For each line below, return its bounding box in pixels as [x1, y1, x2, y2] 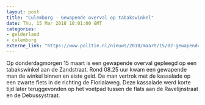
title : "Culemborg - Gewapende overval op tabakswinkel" [6, 15, 154, 21]
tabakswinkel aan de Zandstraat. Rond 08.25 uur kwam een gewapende [6, 66, 187, 73]
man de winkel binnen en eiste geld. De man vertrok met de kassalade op [6, 72, 191, 80]
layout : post [6, 8, 40, 15]
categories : [6, 25, 37, 32]
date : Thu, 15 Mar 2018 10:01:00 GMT [6, 20, 103, 26]
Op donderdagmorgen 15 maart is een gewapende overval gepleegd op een [6, 59, 197, 67]
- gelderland [6, 32, 40, 38]
